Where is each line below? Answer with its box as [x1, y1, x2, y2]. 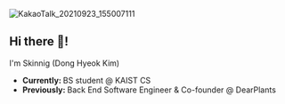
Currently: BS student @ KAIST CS [21, 75, 151, 85]
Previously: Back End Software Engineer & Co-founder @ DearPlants [21, 84, 276, 95]
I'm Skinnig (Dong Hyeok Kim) [9, 58, 120, 68]
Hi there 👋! [9, 34, 69, 49]
